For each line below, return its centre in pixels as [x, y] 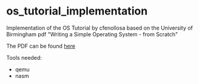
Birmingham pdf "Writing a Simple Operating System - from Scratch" [92, 34]
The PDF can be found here [41, 46]
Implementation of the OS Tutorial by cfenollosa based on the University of [99, 28]
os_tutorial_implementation [77, 11]
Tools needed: [24, 57]
